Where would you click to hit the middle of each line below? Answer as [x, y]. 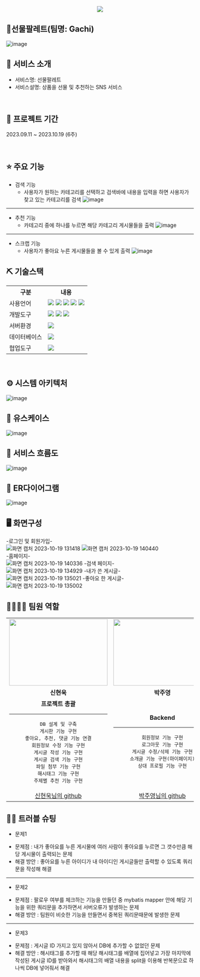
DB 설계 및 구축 [58, 724]
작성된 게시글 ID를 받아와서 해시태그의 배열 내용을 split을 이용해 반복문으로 [101, 960]
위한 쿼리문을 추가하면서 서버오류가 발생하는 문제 [82, 907]
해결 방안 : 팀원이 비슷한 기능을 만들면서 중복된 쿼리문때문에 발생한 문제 [97, 915]
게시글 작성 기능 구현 [58, 752]
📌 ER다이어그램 [33, 488]
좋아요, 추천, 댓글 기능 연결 [58, 738]
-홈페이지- [18, 556]
